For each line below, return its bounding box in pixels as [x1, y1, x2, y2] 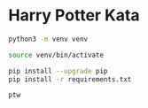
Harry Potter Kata [8, 5, 140, 26]
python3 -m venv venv [8, 35, 89, 43]
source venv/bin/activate [8, 50, 104, 59]
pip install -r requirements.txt [8, 74, 132, 84]
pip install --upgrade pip [8, 66, 108, 75]
